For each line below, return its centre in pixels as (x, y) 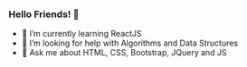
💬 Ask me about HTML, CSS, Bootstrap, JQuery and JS (124, 53)
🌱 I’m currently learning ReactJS (81, 34)
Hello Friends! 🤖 (44, 14)
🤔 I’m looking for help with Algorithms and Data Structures (130, 43)
